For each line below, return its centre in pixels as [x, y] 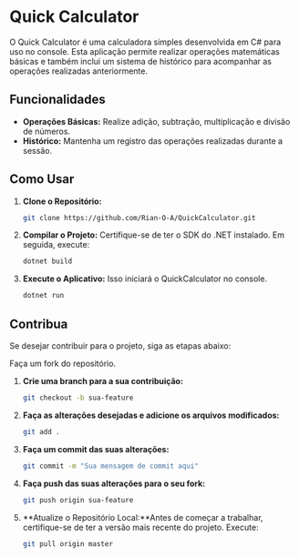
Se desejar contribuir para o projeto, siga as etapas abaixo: [120, 346]
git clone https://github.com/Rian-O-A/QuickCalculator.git [139, 218]
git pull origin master [68, 543]
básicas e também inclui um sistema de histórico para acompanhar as [140, 61]
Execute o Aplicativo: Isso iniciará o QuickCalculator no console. [144, 279]
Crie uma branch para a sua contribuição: [103, 381]
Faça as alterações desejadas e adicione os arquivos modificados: [151, 415]
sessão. [37, 150]
